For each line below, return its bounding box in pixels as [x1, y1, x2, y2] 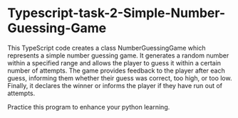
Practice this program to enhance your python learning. [7, 102, 170, 111]
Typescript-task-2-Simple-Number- [7, 5, 226, 21]
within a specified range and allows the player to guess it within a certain [7, 58, 222, 67]
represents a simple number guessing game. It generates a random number [7, 51, 229, 60]
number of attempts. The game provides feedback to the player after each [7, 66, 226, 75]
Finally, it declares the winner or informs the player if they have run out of [7, 81, 223, 90]
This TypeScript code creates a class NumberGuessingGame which [7, 43, 206, 52]
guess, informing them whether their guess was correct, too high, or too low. [7, 73, 232, 82]
